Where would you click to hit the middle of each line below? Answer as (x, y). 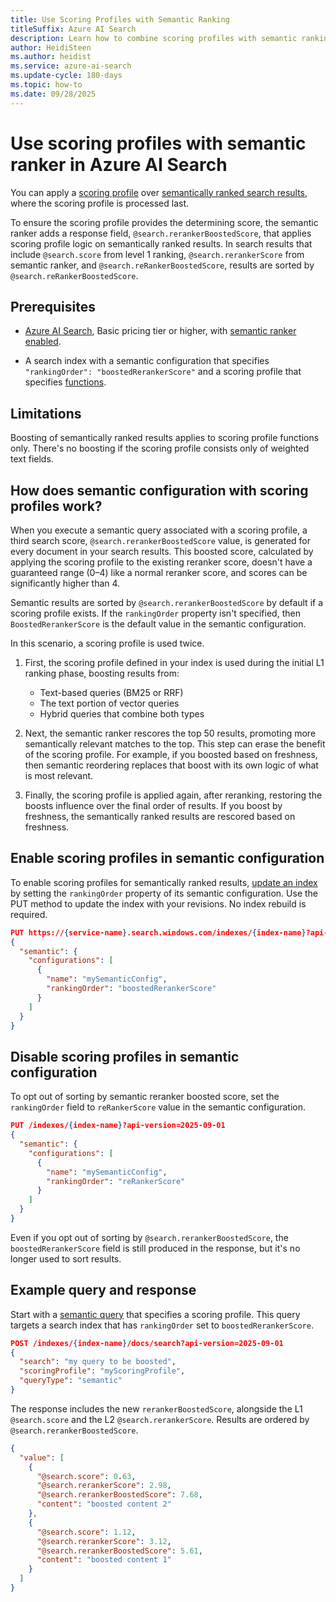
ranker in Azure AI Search (119, 164)
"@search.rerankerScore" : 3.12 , (104, 1541)
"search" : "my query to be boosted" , (98, 1362)
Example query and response (103, 1290)
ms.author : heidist (51, 57)
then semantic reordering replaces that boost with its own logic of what (171, 765)
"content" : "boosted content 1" (104, 1560)
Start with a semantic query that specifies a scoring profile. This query (155, 1314)
